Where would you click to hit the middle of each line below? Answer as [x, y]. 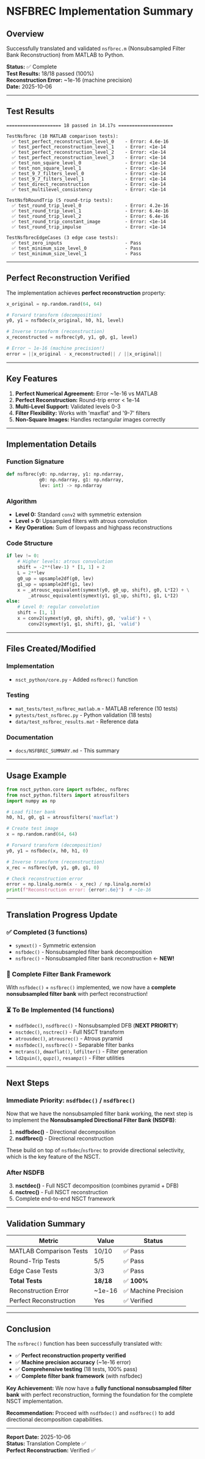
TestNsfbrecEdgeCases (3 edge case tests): [63, 237]
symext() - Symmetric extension [56, 945]
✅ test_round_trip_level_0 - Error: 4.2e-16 [90, 206]
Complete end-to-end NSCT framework [65, 1199]
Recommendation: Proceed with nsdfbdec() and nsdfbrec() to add [91, 1413]
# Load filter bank [31, 812]
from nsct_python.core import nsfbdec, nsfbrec [68, 789]
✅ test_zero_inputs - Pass [77, 243]
